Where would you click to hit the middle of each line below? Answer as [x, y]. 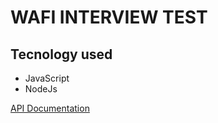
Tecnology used [61, 54]
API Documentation [50, 108]
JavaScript [47, 78]
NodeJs [41, 89]
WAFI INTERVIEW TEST [109, 17]
